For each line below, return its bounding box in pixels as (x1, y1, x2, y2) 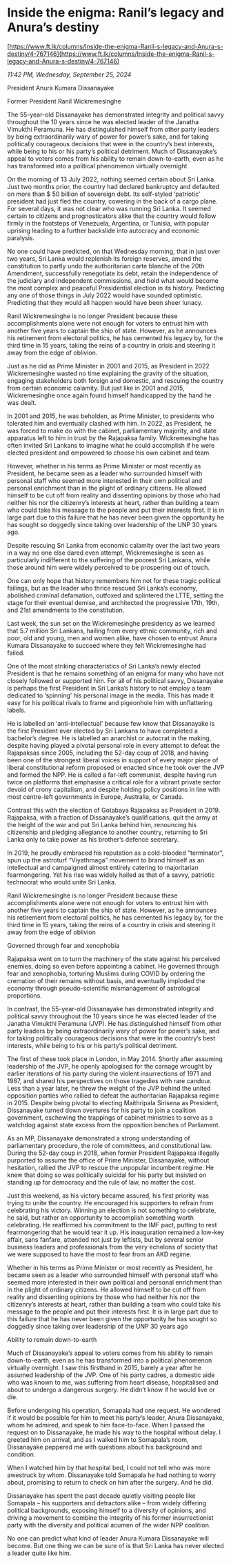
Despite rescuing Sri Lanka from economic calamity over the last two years (7, 541, 221, 549)
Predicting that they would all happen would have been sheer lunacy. (7, 298, 203, 306)
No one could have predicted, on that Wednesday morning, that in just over (7, 247, 221, 255)
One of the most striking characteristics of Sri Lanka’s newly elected (7, 662, 201, 670)
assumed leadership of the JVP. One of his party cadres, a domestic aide (7, 1371, 215, 1379)
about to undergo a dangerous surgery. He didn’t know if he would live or (7, 1385, 215, 1394)
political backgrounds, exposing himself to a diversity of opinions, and (7, 1506, 206, 1514)
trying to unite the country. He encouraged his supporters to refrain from (7, 1198, 214, 1207)
